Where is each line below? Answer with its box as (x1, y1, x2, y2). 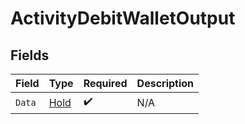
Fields (10, 47, 50, 64)
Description (136, 77, 195, 90)
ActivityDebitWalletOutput (10, 7, 236, 30)
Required (83, 77, 128, 90)
